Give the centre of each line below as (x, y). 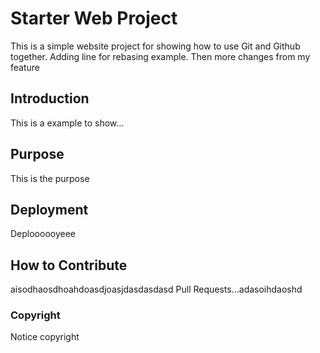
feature (25, 67)
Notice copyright (45, 337)
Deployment (49, 209)
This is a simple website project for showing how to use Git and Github (155, 46)
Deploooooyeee (43, 234)
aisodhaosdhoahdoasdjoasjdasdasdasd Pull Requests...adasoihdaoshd (156, 289)
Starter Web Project (94, 18)
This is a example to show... (67, 123)
